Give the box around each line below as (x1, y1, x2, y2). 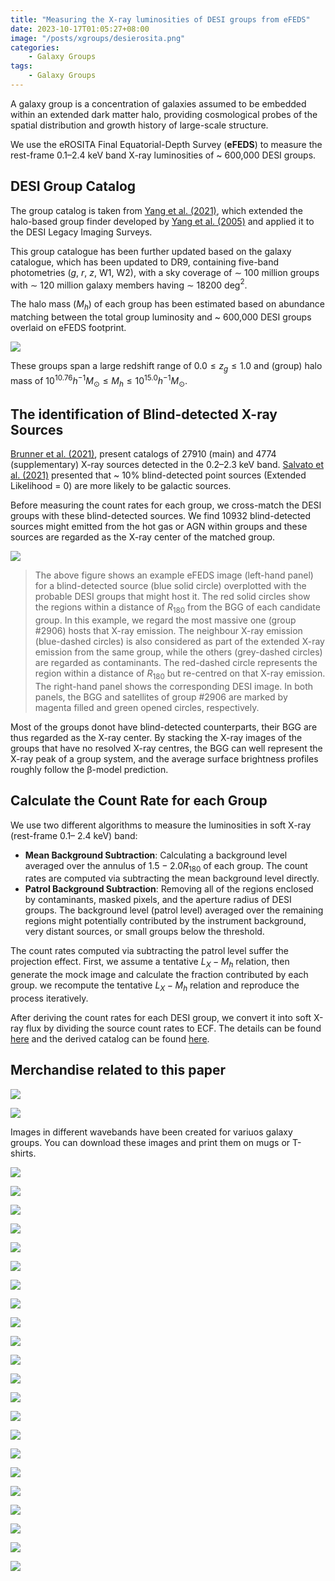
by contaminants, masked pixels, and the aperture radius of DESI (24, 894, 292, 906)
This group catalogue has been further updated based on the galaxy (10, 245, 292, 257)
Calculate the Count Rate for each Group (10, 792, 268, 810)
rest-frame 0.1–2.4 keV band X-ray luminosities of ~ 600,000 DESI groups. (10, 149, 317, 161)
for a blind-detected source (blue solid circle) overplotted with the (34, 580, 307, 592)
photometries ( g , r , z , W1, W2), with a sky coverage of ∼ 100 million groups (10, 266, 320, 278)
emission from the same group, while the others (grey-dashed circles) (34, 646, 323, 658)
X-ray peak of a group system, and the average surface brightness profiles (10, 752, 319, 765)
